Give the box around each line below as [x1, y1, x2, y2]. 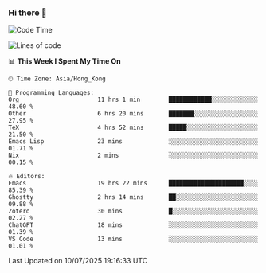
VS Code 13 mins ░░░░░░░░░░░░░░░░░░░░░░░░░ [8, 235, 259, 244]
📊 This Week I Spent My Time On [8, 57, 121, 66]
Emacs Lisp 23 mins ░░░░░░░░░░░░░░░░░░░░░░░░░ [8, 138, 259, 146]
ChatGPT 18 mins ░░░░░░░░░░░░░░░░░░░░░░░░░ [8, 221, 259, 229]
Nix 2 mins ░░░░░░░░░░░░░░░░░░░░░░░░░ [8, 151, 259, 160]
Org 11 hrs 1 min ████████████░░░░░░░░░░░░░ [8, 96, 259, 104]
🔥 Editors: [8, 173, 45, 181]
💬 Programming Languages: [8, 89, 94, 97]
